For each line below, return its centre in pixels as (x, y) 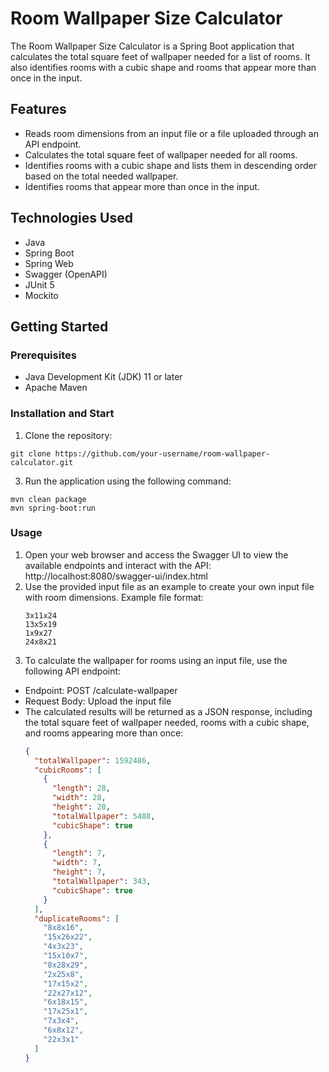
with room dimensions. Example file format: (114, 597)
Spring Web (49, 263)
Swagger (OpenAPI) (66, 274)
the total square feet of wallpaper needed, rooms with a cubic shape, (167, 722)
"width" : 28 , (79, 798)
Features (38, 109)
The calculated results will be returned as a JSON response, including (168, 711)
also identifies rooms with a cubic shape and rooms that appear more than (163, 67)
